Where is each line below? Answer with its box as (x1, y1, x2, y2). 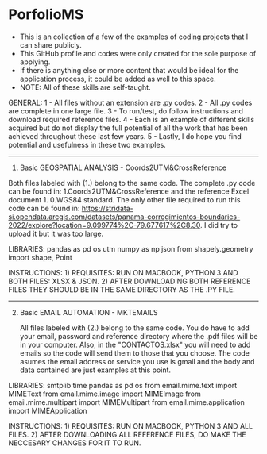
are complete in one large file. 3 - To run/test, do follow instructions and (8, 106, 244, 116)
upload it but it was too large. (8, 229, 104, 238)
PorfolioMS (8, 6, 84, 24)
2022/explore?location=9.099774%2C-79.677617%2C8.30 (8, 220, 201, 229)
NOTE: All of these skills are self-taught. (19, 82, 151, 92)
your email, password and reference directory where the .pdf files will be (19, 331, 258, 340)
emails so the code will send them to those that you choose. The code (19, 348, 250, 358)
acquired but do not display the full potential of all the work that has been (8, 123, 248, 133)
